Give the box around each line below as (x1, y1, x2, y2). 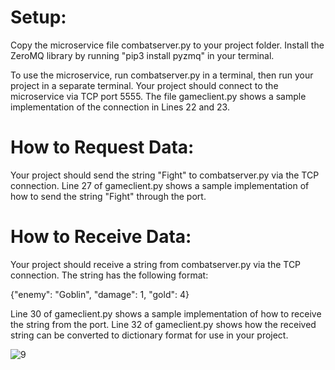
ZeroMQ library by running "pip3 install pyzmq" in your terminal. (10, 49, 275, 61)
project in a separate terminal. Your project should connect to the (10, 79, 279, 91)
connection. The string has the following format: (10, 269, 209, 281)
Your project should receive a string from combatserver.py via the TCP (10, 258, 302, 270)
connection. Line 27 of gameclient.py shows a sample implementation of (10, 179, 310, 191)
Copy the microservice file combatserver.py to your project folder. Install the (10, 39, 325, 51)
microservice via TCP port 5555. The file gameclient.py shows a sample (10, 90, 307, 102)
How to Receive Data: (10, 226, 192, 248)
